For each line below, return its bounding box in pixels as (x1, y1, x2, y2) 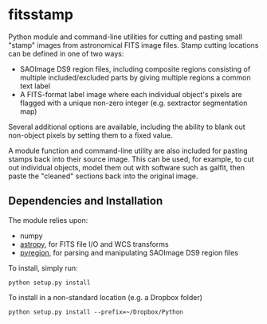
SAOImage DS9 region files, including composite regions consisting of (19, 64, 251, 73)
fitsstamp (8, 6, 74, 24)
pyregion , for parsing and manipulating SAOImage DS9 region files (19, 248, 239, 257)
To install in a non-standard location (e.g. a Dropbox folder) (8, 292, 203, 302)
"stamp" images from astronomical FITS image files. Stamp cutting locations (8, 40, 259, 49)
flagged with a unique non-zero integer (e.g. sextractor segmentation (19, 98, 248, 107)
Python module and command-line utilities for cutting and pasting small (8, 32, 243, 41)
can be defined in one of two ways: (8, 49, 124, 58)
